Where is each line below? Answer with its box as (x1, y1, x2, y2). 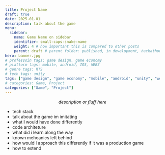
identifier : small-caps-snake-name (14, 39, 87, 44)
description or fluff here (58, 99, 107, 105)
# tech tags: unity (5, 72, 45, 77)
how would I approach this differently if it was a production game (12, 140, 144, 146)
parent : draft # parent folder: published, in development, (14, 48, 139, 53)
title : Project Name (5, 7, 48, 12)
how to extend (12, 145, 42, 151)
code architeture (12, 124, 46, 130)
